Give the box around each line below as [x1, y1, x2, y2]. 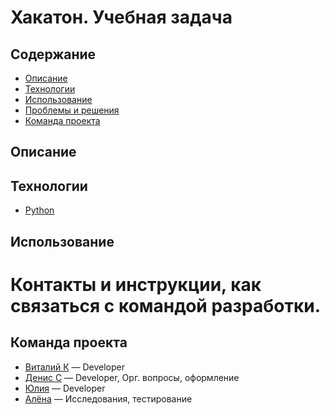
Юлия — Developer [24, 382, 106, 394]
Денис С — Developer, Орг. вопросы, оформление [24, 371, 240, 383]
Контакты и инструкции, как [10, 273, 262, 296]
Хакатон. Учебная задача [10, 6, 233, 29]
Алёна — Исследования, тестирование [24, 392, 193, 405]
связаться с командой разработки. [10, 294, 322, 317]
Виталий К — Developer [24, 361, 125, 373]
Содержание [10, 46, 97, 63]
